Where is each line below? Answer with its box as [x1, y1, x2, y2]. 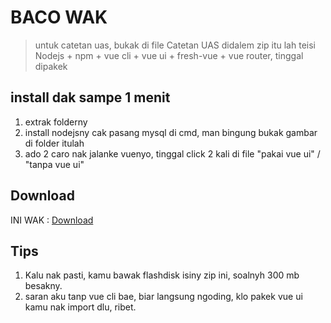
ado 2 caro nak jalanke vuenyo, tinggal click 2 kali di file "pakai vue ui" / [24, 147, 321, 160]
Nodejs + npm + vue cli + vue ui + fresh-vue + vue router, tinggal [34, 49, 304, 61]
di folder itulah [24, 137, 85, 149]
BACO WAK [10, 6, 108, 29]
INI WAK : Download [10, 214, 94, 226]
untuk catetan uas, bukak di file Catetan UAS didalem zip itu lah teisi [34, 39, 316, 51]
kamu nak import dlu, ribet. [24, 301, 137, 313]
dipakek [34, 60, 68, 72]
